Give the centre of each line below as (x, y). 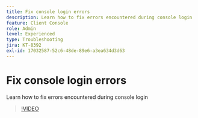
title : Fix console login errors (48, 12)
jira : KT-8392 (24, 46)
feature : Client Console (37, 23)
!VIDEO (30, 108)
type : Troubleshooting (35, 40)
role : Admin (21, 28)
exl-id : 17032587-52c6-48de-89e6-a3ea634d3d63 (66, 51)
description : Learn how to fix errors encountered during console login (99, 17)
